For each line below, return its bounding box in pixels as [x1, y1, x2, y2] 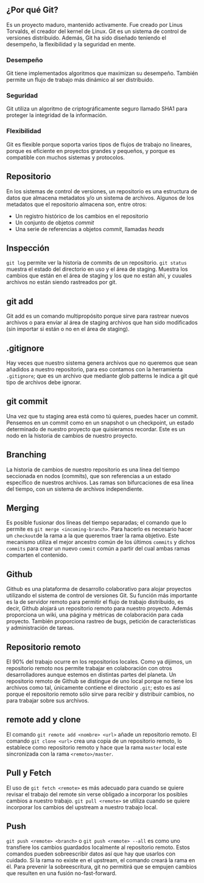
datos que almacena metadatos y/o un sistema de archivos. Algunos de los [6, 194, 194, 201]
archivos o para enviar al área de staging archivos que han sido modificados [6, 319, 198, 326]
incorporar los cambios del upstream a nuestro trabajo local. [6, 803, 158, 810]
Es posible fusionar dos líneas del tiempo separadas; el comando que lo [6, 519, 187, 526]
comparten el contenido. [6, 551, 68, 559]
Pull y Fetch [6, 768, 52, 778]
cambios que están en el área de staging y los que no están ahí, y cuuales [6, 272, 192, 279]
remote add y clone [6, 715, 81, 725]
